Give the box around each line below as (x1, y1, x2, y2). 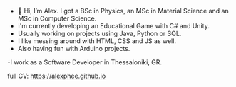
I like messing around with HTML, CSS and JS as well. (17, 37, 177, 45)
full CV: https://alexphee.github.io (7, 71, 106, 80)
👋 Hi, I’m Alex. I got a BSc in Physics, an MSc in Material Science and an (17, 7, 230, 15)
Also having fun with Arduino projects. (17, 45, 130, 52)
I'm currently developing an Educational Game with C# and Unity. (17, 22, 210, 30)
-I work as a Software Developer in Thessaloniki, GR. (7, 58, 163, 66)
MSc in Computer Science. (17, 14, 97, 23)
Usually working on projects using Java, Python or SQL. (17, 29, 182, 37)
